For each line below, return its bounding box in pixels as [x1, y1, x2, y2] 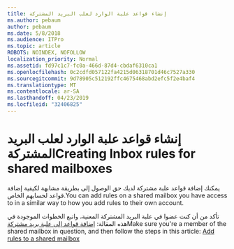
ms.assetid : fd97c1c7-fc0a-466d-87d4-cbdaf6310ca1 [7, 62, 158, 69]
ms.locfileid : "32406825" [7, 101, 82, 108]
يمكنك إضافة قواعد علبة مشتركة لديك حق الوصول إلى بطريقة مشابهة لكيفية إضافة [7, 183, 220, 192]
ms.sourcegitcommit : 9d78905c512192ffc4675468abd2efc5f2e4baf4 [7, 75, 196, 82]
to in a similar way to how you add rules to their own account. [7, 198, 184, 206]
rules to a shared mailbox [7, 234, 80, 243]
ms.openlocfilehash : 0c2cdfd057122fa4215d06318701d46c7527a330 [7, 68, 196, 75]
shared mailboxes [7, 161, 113, 176]
